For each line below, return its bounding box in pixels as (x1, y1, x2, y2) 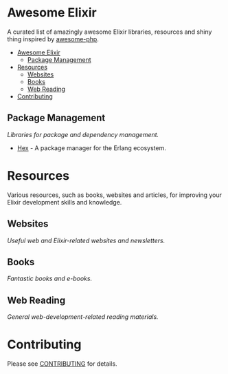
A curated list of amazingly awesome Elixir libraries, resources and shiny (7, 28, 212, 36)
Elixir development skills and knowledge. (7, 198, 122, 206)
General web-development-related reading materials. (7, 313, 159, 321)
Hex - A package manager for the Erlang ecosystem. (16, 143, 167, 152)
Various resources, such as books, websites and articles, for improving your (7, 191, 222, 199)
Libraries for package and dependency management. (7, 130, 159, 138)
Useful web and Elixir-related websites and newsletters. (7, 236, 166, 245)
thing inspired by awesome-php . (7, 34, 100, 43)
